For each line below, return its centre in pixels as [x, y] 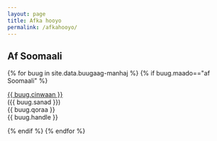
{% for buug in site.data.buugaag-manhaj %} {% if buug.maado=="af [109, 73]
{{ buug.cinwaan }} [35, 95]
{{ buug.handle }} [33, 117]
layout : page [27, 14]
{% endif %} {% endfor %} [46, 131]
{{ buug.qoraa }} [31, 110]
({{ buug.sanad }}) [34, 102]
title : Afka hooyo [34, 21]
